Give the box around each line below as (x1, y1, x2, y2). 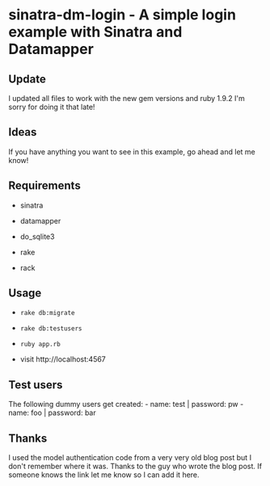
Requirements (8, 179, 81, 193)
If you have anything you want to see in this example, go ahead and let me (8, 147, 256, 157)
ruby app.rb (19, 341, 61, 349)
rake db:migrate (19, 309, 75, 317)
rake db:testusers (19, 325, 82, 333)
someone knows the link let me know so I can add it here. (8, 470, 200, 480)
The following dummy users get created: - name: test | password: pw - (8, 400, 244, 409)
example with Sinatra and (8, 23, 183, 41)
